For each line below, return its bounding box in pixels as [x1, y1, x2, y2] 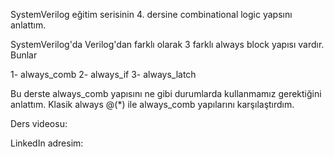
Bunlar [10, 49, 38, 61]
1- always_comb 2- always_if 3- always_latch [10, 69, 197, 80]
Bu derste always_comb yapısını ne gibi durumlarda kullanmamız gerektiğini [10, 88, 322, 99]
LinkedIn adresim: [10, 137, 84, 149]
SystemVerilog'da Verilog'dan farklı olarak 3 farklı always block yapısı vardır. [10, 39, 325, 50]
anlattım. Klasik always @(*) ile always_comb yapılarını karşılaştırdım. [10, 99, 295, 110]
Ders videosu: [10, 118, 68, 129]
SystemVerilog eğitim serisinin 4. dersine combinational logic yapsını [10, 9, 293, 20]
